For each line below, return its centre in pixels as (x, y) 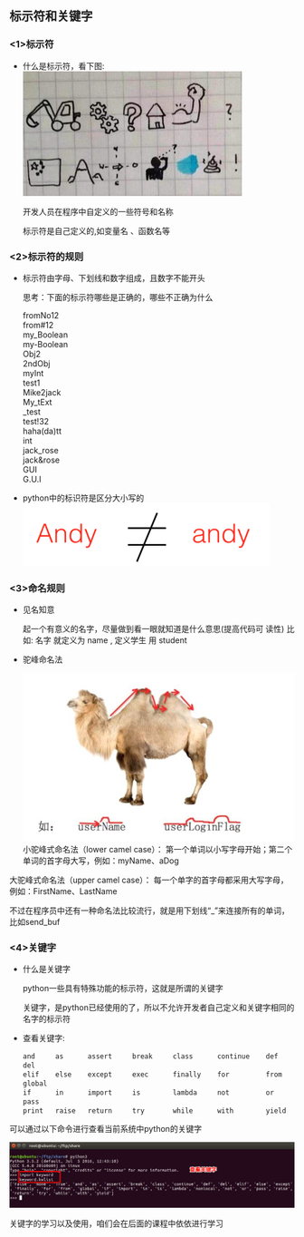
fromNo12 (41, 315)
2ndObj (36, 363)
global (35, 1084)
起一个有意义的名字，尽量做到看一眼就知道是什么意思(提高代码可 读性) (153, 629)
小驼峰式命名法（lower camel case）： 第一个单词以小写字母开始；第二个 (157, 849)
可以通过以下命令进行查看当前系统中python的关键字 (105, 1129)
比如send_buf (35, 922)
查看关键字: (43, 1038)
